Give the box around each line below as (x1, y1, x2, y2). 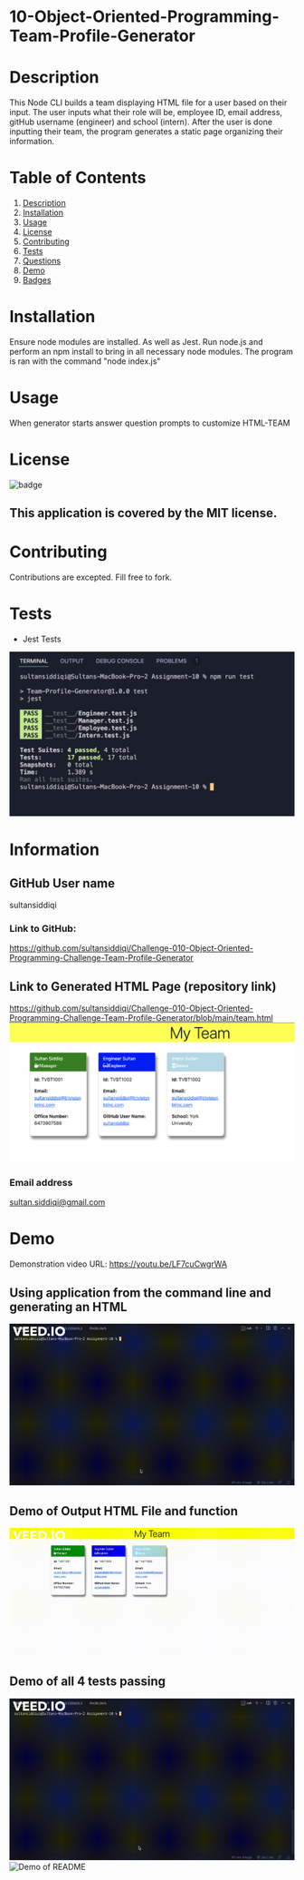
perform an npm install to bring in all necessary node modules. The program (9, 347, 294, 357)
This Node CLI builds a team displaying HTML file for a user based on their (9, 97, 288, 108)
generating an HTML (9, 1299, 128, 1315)
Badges (22, 275, 52, 286)
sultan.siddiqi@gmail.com (9, 1197, 106, 1208)
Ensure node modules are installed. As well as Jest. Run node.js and (9, 337, 263, 347)
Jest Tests (22, 633, 62, 645)
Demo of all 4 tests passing (9, 1674, 166, 1689)
